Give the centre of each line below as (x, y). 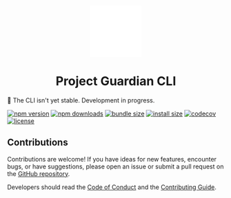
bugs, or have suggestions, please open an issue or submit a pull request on (115, 166)
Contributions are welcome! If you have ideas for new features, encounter (112, 159)
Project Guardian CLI (116, 81)
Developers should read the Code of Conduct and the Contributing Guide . (112, 187)
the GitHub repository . (39, 173)
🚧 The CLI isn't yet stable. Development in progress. (81, 100)
